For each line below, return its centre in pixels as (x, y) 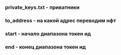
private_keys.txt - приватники (42, 7)
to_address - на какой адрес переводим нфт (60, 20)
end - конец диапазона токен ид (46, 47)
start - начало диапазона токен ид (48, 33)
